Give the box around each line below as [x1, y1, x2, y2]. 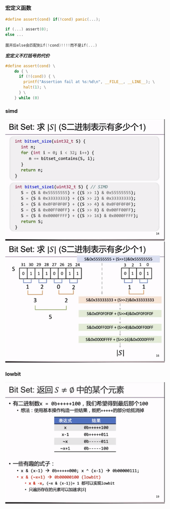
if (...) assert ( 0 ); [5, 27, 49, 32]
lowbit [5, 370, 21, 377]
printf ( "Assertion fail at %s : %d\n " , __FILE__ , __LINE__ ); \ [23, 80, 155, 85]
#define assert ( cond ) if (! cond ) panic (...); [5, 17, 101, 22]
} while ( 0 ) [14, 95, 39, 100]
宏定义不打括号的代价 [5, 52, 50, 59]
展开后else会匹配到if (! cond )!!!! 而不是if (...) [5, 43, 98, 48]
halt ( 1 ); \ [23, 85, 47, 90]
